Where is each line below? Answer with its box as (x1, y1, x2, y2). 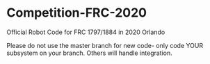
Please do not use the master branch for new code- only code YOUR (6, 41, 203, 49)
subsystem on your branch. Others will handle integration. (6, 49, 173, 57)
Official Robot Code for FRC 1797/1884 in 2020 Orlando (6, 28, 165, 36)
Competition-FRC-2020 (6, 5, 147, 21)
